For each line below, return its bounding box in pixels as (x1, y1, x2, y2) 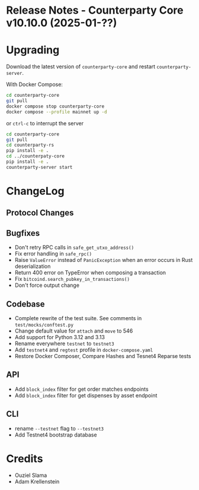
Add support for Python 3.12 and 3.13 (14, 333, 105, 340)
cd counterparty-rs (6, 142, 54, 148)
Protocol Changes (6, 208, 74, 218)
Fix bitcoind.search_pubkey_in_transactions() (14, 276, 130, 283)
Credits (6, 452, 43, 465)
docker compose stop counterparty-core (6, 103, 105, 109)
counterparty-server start (6, 164, 73, 170)
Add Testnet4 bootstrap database (14, 431, 97, 438)
